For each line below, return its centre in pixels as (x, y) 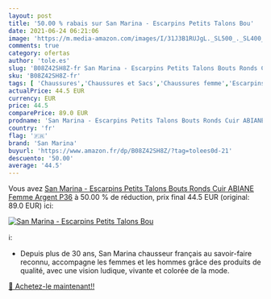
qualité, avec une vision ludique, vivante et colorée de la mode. (125, 271)
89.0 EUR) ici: (31, 206)
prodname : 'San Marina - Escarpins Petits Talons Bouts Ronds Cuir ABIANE (137, 121)
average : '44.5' (35, 166)
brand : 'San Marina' (43, 143)
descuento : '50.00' (41, 158)
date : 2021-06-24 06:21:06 (54, 31)
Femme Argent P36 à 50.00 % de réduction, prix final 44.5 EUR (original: (129, 197)
